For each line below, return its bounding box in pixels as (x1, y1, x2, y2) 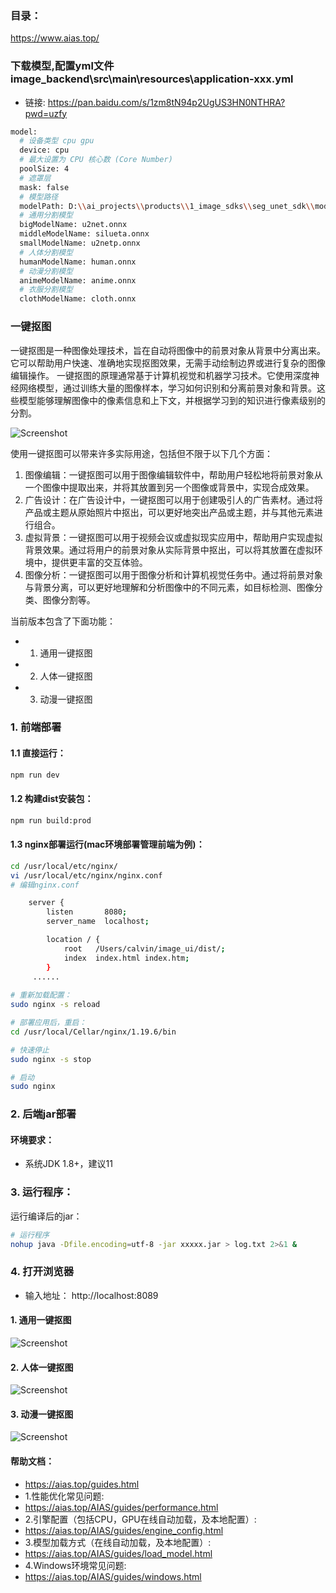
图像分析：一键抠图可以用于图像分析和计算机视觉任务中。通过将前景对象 (24, 568, 323, 581)
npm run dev (10, 770, 60, 780)
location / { (46, 935, 101, 945)
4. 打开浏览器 (10, 1265, 75, 1279)
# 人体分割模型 (19, 247, 73, 257)
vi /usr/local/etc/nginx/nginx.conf (10, 870, 163, 881)
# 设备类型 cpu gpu (19, 136, 95, 146)
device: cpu (19, 145, 70, 156)
